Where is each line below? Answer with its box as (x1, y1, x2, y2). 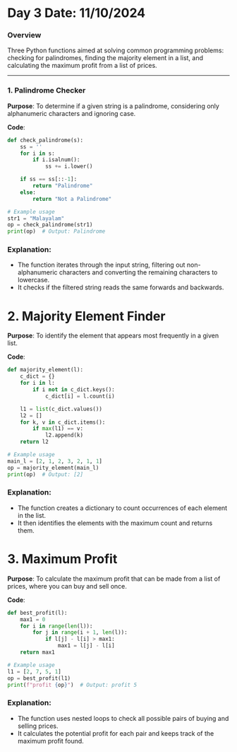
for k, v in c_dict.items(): (20, 419, 106, 426)
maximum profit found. (17, 736, 85, 745)
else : (20, 189, 37, 196)
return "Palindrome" (32, 183, 93, 190)
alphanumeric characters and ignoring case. (7, 109, 136, 117)
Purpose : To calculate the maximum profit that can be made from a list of (7, 574, 221, 583)
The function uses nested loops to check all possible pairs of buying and (17, 714, 229, 722)
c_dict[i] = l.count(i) (44, 393, 115, 400)
